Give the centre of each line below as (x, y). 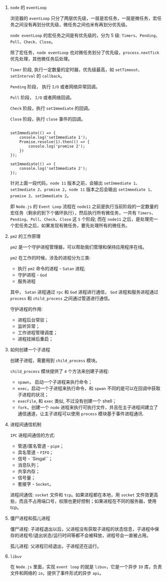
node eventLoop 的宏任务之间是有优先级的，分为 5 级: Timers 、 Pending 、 (85, 35)
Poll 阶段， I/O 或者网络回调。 (42, 97)
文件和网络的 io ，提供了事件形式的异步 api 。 (57, 573)
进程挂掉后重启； (35, 339)
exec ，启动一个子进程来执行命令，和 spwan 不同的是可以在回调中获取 (89, 388)
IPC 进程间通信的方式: (33, 435)
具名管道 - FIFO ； (36, 452)
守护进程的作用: (26, 309)
